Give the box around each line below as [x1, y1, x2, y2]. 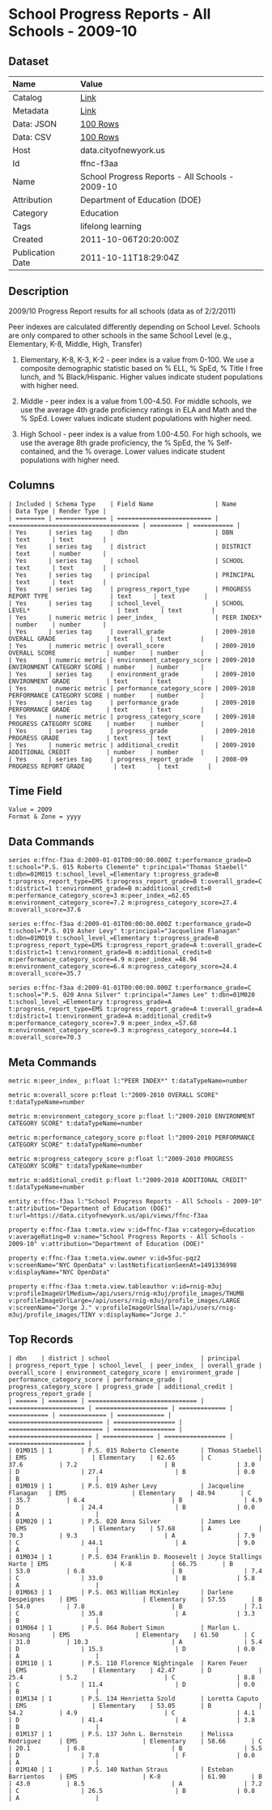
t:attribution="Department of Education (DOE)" [8, 1205, 172, 1213]
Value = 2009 [8, 805, 53, 814]
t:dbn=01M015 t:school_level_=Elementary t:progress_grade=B [8, 870, 219, 879]
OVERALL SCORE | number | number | [8, 649, 205, 657]
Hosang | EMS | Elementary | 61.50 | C [8, 1630, 255, 1639]
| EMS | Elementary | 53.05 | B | [8, 1701, 263, 1710]
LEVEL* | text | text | [8, 606, 216, 614]
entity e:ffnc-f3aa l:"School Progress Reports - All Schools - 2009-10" [8, 1197, 263, 1206]
